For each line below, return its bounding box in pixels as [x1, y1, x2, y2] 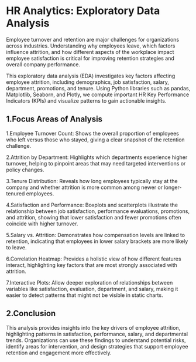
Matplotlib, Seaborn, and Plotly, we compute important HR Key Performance [6, 91, 190, 98]
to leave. [6, 243, 27, 251]
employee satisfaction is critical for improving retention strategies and [6, 55, 174, 62]
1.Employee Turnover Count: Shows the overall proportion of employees [6, 130, 180, 137]
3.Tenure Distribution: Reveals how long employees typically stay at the [6, 177, 178, 184]
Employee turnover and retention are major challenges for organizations [6, 36, 180, 43]
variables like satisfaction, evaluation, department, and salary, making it [6, 285, 178, 292]
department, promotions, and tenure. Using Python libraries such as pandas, [6, 84, 191, 92]
